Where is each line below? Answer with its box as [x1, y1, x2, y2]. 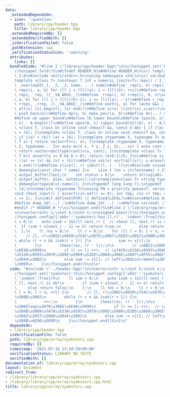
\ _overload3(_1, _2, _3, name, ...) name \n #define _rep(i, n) [14, 83, 151, 88]
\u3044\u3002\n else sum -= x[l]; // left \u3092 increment [14, 257, 155, 262]
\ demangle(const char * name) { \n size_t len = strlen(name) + [14, 168, 159, 173]
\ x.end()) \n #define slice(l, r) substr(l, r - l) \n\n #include [14, 163, 151, 168]
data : [5, 7, 17, 13]
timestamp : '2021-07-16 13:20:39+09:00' [10, 346, 96, 351]
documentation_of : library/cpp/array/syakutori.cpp [5, 361, 116, 366]
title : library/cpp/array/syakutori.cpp [5, 384, 92, 389]
